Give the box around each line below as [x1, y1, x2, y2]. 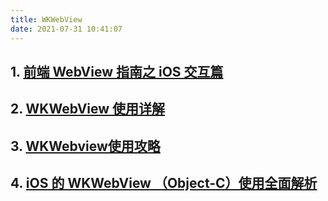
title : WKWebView [10, 14, 83, 25]
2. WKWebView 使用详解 [10, 101, 166, 118]
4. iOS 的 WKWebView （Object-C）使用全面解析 [10, 175, 318, 192]
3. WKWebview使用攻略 [10, 137, 161, 155]
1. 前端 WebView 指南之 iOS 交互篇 [10, 63, 224, 80]
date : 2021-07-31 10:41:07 [10, 24, 123, 34]
